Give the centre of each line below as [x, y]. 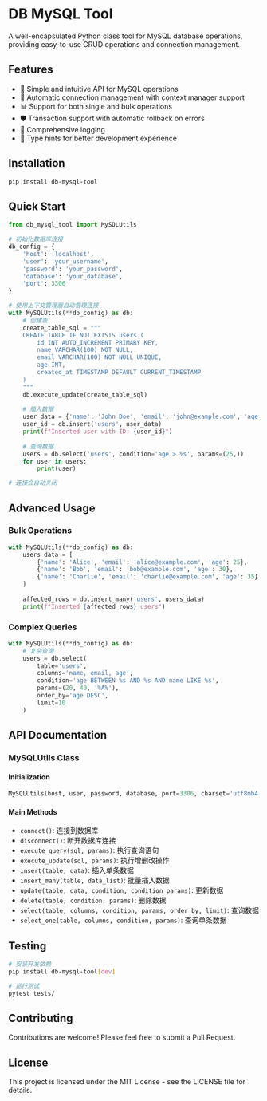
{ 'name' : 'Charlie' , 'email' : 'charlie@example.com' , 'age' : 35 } [148, 577]
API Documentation [58, 735]
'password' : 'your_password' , [73, 269]
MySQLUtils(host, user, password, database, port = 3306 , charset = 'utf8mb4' [135, 794]
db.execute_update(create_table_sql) [85, 395]
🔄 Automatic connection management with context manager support [132, 97]
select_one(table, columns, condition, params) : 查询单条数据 [123, 920]
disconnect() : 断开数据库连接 [68, 841]
